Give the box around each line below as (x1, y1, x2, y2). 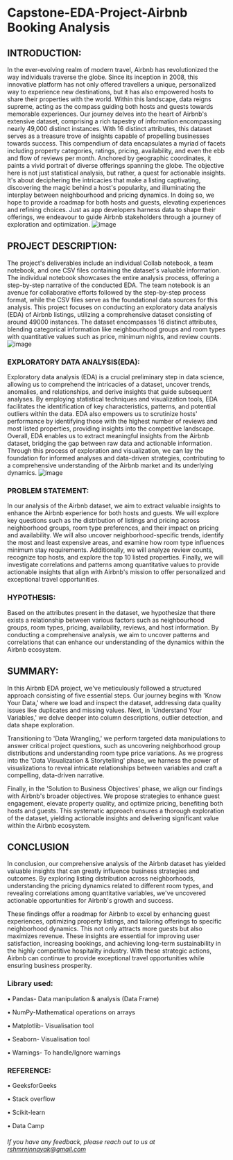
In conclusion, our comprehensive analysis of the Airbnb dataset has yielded (7, 860, 226, 868)
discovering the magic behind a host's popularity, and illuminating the (7, 184, 206, 191)
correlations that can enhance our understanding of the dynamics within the (7, 638, 225, 646)
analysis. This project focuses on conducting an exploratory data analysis (7, 303, 218, 311)
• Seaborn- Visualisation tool (7, 1035, 90, 1043)
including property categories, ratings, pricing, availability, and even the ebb (7, 147, 225, 155)
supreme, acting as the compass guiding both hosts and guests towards (7, 103, 214, 110)
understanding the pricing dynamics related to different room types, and (7, 882, 214, 890)
